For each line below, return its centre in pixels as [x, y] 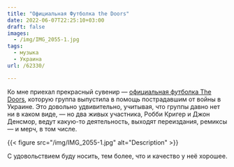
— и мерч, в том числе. [42, 129]
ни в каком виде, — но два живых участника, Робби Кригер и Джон [109, 114]
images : [19, 33]
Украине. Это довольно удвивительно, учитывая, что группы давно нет [114, 106]
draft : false [26, 27]
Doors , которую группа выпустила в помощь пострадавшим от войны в [114, 99]
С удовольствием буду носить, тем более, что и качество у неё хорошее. [117, 156]
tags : [15, 46]
